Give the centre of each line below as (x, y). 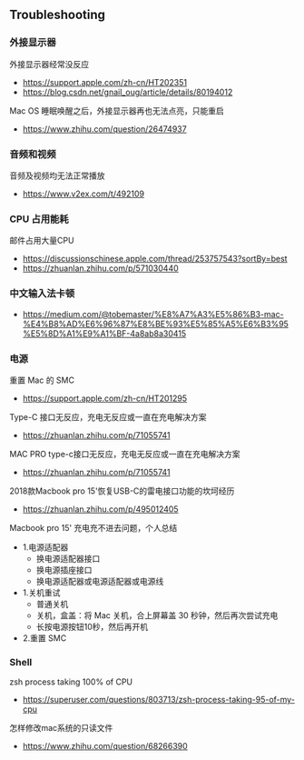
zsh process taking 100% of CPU (71, 682)
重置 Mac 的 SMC (42, 380)
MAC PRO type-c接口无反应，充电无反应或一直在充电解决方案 (125, 454)
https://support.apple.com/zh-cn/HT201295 (105, 398)
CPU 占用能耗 (39, 219)
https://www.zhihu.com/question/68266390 (105, 746)
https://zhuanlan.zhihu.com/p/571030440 (100, 268)
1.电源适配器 (45, 547)
